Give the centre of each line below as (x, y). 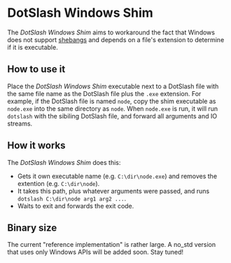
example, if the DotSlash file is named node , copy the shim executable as (112, 101)
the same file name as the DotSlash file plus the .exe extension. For (104, 93)
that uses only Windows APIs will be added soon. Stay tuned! (96, 252)
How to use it (36, 69)
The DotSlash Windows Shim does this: (64, 162)
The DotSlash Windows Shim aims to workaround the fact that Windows (111, 32)
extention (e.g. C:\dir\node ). (58, 183)
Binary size (32, 228)
